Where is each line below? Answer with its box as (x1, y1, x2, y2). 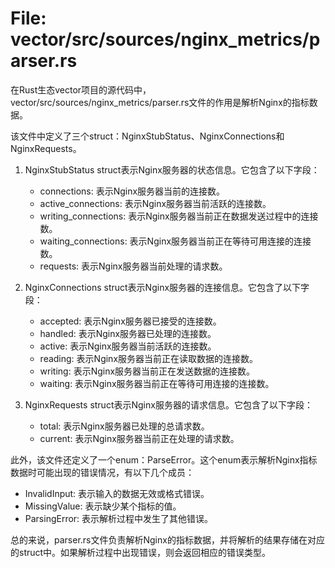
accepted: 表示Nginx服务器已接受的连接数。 (39, 315, 222, 327)
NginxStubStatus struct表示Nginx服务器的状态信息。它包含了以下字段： (24, 163, 320, 176)
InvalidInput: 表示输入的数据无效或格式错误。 (24, 487, 210, 499)
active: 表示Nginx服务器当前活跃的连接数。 (39, 340, 217, 352)
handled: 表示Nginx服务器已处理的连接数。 (39, 327, 217, 339)
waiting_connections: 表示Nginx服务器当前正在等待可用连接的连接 (39, 235, 312, 247)
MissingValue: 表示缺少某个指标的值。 (24, 500, 182, 512)
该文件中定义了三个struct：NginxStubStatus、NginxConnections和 (10, 130, 285, 142)
